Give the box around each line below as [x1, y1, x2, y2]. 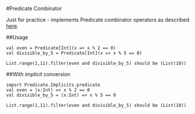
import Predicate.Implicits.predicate [6, 82, 100, 88]
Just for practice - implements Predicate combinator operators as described [6, 16, 190, 23]
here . [6, 23, 19, 29]
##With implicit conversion [6, 71, 71, 78]
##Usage [6, 34, 29, 40]
